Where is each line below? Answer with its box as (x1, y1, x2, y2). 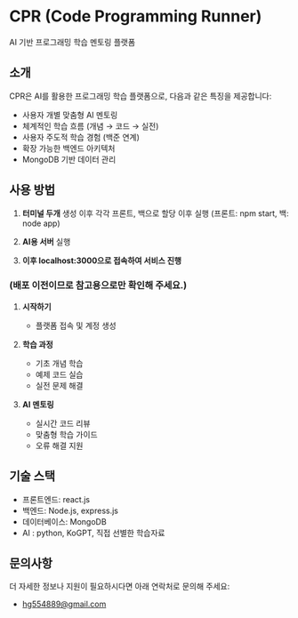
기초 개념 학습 (35, 357, 84, 368)
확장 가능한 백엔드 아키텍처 (21, 142, 116, 153)
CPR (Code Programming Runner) (9, 6, 262, 27)
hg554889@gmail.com (21, 598, 107, 610)
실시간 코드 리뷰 (35, 418, 91, 429)
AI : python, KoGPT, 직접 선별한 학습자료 (21, 527, 165, 538)
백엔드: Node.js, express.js (21, 505, 118, 516)
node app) (21, 218, 60, 229)
